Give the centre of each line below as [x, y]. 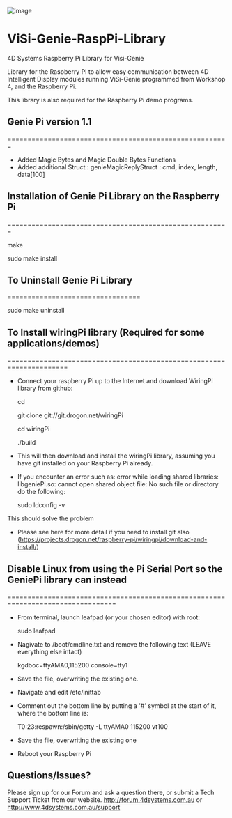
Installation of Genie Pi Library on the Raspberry [114, 196]
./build [26, 442]
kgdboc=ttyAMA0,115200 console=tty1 [72, 665]
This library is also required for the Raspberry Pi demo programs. [100, 100]
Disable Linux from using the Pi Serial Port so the [115, 569]
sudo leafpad [36, 631]
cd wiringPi [33, 429]
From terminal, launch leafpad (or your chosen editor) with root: [109, 617]
